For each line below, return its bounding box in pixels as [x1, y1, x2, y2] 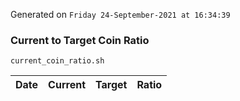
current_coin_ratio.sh [10, 56, 105, 66]
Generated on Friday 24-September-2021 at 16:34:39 [10, 9, 231, 20]
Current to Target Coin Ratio [10, 33, 150, 47]
